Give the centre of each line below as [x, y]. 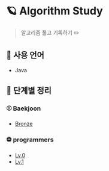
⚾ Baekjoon [24, 108]
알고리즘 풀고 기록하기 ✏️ [50, 33]
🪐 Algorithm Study [54, 11]
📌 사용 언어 [25, 55]
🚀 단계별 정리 [29, 91]
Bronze [24, 124]
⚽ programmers [30, 140]
